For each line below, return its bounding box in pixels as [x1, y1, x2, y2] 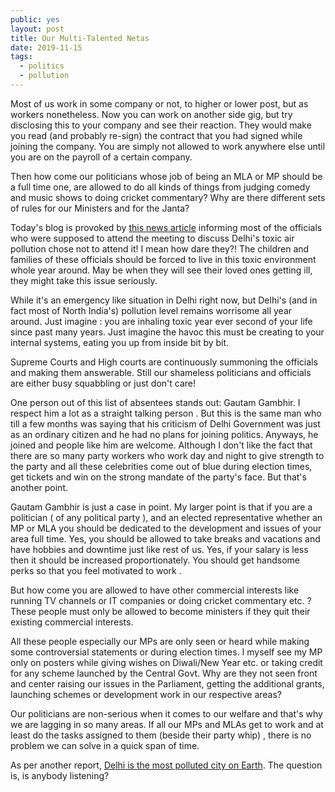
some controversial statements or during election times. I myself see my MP [10, 646, 323, 658]
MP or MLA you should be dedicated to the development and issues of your [10, 522, 322, 534]
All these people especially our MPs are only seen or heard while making [10, 635, 310, 647]
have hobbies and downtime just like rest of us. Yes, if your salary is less [10, 543, 309, 555]
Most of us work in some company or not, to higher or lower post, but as [10, 97, 309, 110]
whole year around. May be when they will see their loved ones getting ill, [10, 264, 313, 276]
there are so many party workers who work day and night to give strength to [10, 449, 325, 461]
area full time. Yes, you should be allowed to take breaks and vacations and [10, 532, 321, 545]
